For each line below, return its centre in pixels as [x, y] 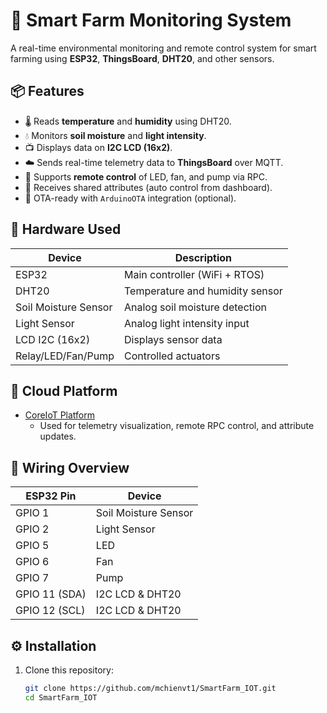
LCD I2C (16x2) [53, 339]
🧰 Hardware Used [66, 229]
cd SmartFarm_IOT [61, 697]
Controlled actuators [172, 356]
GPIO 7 [32, 578]
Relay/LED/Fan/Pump [65, 356]
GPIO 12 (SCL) [50, 611]
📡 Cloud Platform [64, 390]
